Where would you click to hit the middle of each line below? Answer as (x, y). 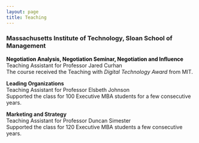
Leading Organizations (35, 83)
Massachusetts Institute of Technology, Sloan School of (89, 38)
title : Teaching (26, 17)
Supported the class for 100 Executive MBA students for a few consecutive (99, 96)
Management (26, 46)
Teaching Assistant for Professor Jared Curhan (64, 65)
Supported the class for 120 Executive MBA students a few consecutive (94, 127)
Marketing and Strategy (37, 114)
